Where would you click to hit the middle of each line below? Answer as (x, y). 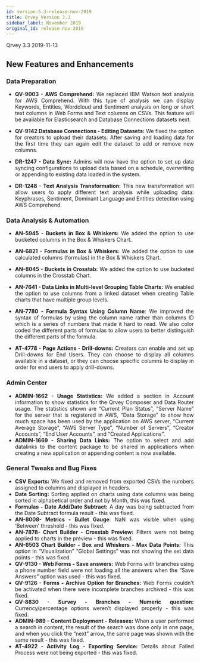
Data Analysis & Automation (48, 220)
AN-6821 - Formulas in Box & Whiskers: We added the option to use (104, 251)
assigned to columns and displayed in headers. (73, 488)
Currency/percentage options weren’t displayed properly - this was (104, 608)
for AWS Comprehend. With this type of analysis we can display (104, 100)
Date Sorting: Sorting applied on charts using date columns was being (104, 494)
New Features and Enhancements (70, 64)
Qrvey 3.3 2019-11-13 (32, 45)
